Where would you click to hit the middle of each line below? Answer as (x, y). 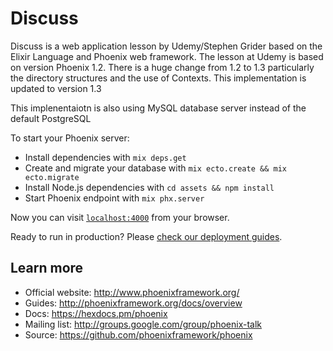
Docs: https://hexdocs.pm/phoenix (96, 313)
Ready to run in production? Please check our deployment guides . (146, 236)
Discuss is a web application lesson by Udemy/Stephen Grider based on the (166, 46)
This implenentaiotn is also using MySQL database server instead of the (158, 108)
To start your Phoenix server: (70, 138)
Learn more (47, 268)
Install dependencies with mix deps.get (105, 157)
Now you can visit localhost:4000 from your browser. (120, 217)
